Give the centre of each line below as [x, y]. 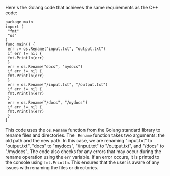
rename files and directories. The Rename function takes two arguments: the [85, 135]
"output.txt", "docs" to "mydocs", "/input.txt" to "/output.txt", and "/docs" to [85, 146]
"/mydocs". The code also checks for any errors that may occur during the [83, 152]
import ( [15, 27]
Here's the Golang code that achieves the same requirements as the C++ [82, 7]
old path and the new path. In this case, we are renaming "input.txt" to [79, 141]
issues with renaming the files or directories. [52, 168]
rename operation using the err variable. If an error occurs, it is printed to [82, 157]
